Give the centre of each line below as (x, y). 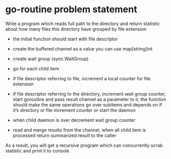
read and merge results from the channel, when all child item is (79, 130)
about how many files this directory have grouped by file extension (76, 29)
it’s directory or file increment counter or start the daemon (74, 110)
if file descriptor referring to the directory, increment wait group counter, (89, 94)
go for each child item (36, 69)
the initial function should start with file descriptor (65, 39)
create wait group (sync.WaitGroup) (51, 59)
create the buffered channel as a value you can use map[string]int (83, 49)
